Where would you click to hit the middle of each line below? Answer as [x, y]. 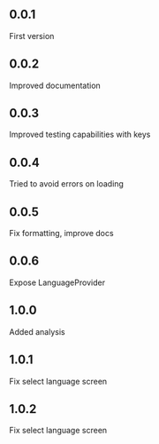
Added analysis [37, 331]
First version [32, 36]
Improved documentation [55, 85]
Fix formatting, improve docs [61, 234]
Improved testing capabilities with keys [80, 135]
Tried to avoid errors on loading [66, 184]
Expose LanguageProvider [57, 282]
